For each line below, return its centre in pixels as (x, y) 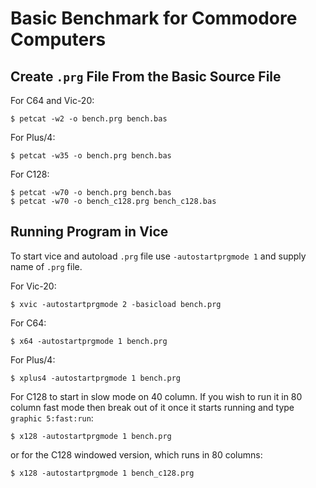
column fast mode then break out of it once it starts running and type (152, 407)
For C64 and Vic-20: (52, 100)
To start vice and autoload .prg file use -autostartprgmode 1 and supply (158, 256)
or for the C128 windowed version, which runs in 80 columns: (136, 454)
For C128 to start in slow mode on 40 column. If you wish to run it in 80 (156, 396)
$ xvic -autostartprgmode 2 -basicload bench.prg (116, 304)
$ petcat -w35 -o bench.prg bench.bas (91, 156)
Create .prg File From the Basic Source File (146, 76)
